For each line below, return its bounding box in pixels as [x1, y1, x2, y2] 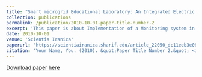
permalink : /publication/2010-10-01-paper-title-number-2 [6, 20, 155, 26]
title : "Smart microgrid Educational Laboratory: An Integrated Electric [6, 8, 195, 15]
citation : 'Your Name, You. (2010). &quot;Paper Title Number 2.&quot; [6, 48, 189, 54]
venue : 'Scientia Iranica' [6, 36, 74, 42]
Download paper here [6, 64, 60, 71]
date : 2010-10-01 [6, 31, 50, 37]
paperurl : [6, 42, 31, 48]
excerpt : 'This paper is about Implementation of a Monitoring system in [6, 25, 195, 32]
